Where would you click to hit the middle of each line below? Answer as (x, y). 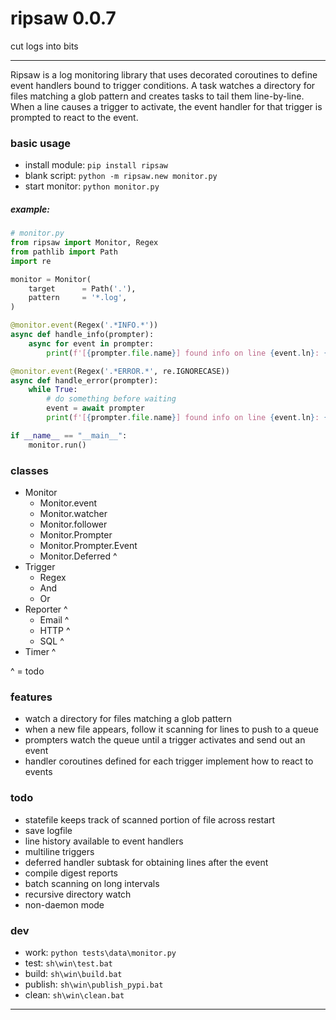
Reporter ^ (46, 609)
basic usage (40, 143)
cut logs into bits (44, 46)
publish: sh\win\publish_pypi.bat (94, 984)
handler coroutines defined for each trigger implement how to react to (169, 761)
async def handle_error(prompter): (84, 380)
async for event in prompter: (91, 343)
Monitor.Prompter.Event (88, 545)
